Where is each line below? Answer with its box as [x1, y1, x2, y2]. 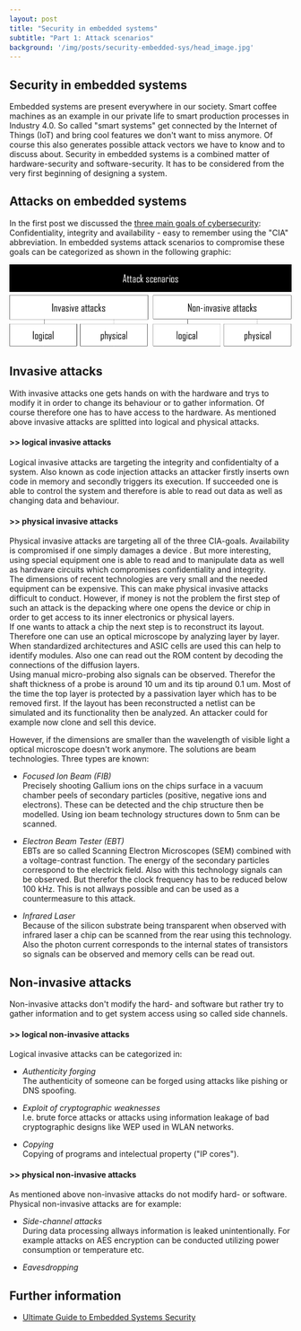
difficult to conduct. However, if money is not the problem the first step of [9, 593, 280, 604]
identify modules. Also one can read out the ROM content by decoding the [9, 650, 284, 661]
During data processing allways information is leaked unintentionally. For [21, 1226, 291, 1237]
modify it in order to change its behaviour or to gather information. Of [9, 397, 265, 408]
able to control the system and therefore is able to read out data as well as [9, 485, 284, 496]
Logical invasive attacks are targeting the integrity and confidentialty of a [9, 456, 279, 467]
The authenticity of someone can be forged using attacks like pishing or [21, 1076, 288, 1087]
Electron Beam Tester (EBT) [21, 836, 125, 847]
